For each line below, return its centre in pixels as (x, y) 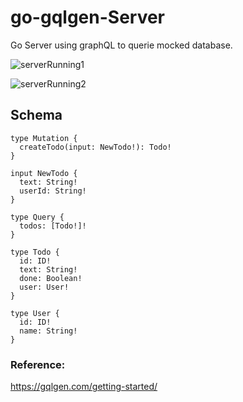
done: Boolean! (51, 278)
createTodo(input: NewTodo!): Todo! (95, 147)
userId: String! (53, 191)
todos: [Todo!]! (53, 226)
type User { (35, 313)
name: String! (48, 331)
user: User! (44, 287)
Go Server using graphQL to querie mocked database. (121, 45)
